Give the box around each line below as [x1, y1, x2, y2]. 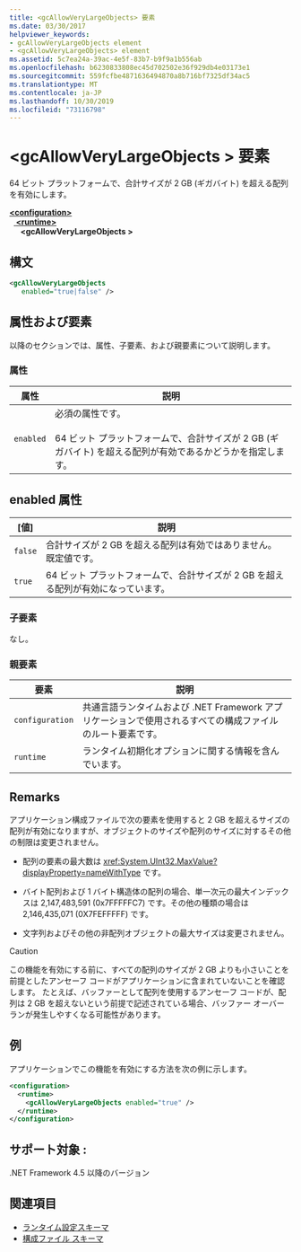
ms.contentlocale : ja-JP [9, 88, 102, 97]
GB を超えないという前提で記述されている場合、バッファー [34, 998, 252, 1009]
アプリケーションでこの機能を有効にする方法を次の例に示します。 [9, 1063, 253, 1074]
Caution [9, 946, 39, 957]
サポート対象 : [9, 1142, 87, 1157]
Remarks [9, 789, 61, 805]
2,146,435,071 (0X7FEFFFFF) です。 [21, 909, 154, 920]
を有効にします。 [9, 190, 72, 200]
